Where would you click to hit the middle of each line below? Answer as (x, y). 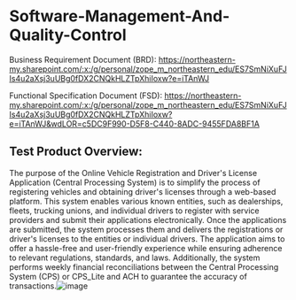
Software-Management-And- (120, 16)
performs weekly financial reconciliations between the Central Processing (144, 266)
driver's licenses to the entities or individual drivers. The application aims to (147, 238)
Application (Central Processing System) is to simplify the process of (135, 182)
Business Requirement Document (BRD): (83, 59)
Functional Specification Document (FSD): (86, 96)
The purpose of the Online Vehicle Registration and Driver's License (133, 173)
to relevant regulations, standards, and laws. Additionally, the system (135, 258)
